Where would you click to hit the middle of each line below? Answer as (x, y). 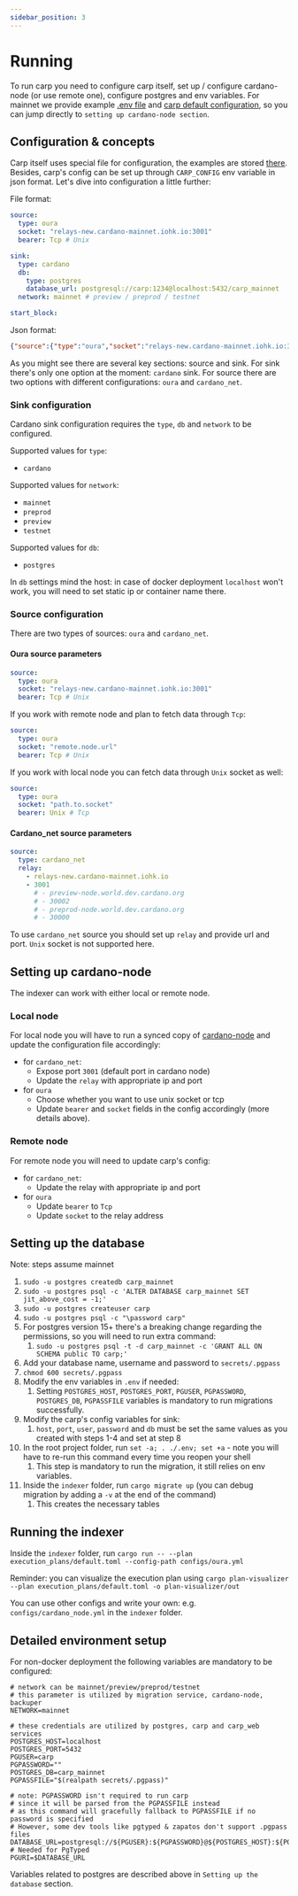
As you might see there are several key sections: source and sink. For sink (145, 363)
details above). (63, 1118)
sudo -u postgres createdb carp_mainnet (98, 1282)
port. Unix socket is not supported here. (82, 944)
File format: (31, 199)
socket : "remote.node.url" (68, 747)
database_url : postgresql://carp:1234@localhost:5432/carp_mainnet (153, 289)
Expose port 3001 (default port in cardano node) (123, 1072)
